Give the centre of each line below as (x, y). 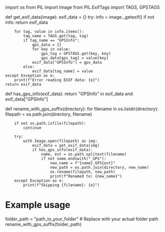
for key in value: (51, 49)
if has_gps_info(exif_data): (62, 150)
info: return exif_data (27, 22)
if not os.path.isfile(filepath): (50, 123)
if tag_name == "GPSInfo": (51, 40)
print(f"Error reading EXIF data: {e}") (57, 80)
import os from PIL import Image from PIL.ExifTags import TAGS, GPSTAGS (82, 7)
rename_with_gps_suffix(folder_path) (43, 224)
